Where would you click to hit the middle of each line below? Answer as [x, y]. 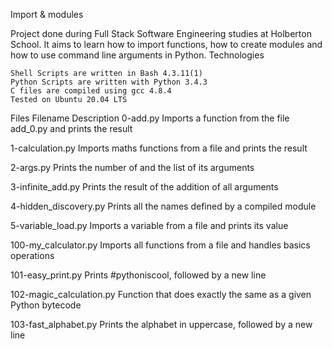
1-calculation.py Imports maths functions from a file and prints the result [159, 148]
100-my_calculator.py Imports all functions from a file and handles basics [160, 245]
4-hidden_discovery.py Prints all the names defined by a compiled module [163, 206]
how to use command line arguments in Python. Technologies [137, 55]
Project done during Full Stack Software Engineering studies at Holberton [161, 33]
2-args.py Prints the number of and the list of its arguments [132, 167]
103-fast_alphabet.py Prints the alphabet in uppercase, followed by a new [161, 324]
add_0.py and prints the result [71, 128]
